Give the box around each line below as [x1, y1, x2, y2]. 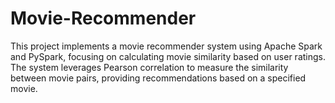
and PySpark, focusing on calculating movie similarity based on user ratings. [10, 50, 326, 62]
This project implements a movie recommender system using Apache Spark [10, 40, 323, 52]
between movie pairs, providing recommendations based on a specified [10, 72, 307, 84]
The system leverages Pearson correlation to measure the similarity [10, 61, 289, 73]
